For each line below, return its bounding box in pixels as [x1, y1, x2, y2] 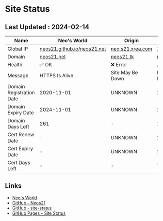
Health [7, 61, 23, 68]
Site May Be [111, 69, 138, 76]
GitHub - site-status [12, 205, 52, 211]
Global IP [7, 45, 28, 52]
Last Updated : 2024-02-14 [5, 23, 90, 31]
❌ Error [111, 61, 128, 68]
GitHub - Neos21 [12, 200, 46, 205]
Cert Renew [7, 131, 34, 138]
